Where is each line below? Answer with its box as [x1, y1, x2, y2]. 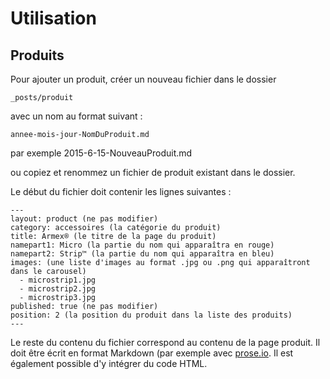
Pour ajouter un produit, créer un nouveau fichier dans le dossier [10, 73, 277, 85]
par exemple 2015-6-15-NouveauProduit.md [10, 147, 193, 159]
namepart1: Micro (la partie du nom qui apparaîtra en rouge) [10, 240, 275, 250]
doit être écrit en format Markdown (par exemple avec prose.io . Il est [10, 347, 294, 359]
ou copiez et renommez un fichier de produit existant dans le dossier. [10, 167, 296, 178]
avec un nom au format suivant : [10, 110, 143, 122]
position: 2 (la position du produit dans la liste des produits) [10, 310, 293, 320]
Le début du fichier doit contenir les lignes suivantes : [10, 186, 232, 197]
